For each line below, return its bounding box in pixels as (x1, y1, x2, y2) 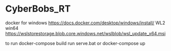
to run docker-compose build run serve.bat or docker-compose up (5, 40, 145, 46)
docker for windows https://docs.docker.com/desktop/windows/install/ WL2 (5, 20, 165, 26)
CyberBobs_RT (5, 3, 71, 15)
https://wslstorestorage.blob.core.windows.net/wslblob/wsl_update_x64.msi (5, 30, 166, 36)
